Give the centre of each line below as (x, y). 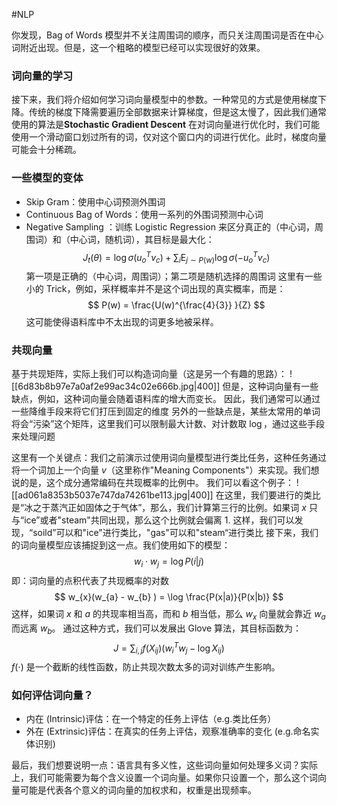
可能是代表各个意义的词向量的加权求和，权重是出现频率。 (138, 790)
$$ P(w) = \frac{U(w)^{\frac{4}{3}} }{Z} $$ (176, 305)
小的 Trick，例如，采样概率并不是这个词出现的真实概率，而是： (155, 289)
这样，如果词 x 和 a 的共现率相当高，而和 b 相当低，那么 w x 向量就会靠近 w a (168, 615)
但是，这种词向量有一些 (270, 386)
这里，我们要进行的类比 (272, 495)
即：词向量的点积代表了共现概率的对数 (90, 581)
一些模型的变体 (47, 178)
